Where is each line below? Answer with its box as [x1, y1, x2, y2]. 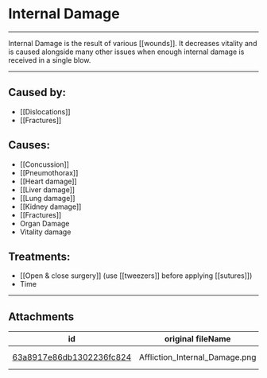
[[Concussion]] [19, 160, 70, 169]
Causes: [8, 138, 50, 152]
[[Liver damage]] [19, 184, 75, 195]
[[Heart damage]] [19, 176, 77, 186]
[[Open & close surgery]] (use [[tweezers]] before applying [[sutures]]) [19, 271, 253, 280]
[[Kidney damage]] [19, 202, 82, 211]
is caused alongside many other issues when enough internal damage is [8, 47, 245, 56]
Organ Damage [19, 218, 70, 228]
